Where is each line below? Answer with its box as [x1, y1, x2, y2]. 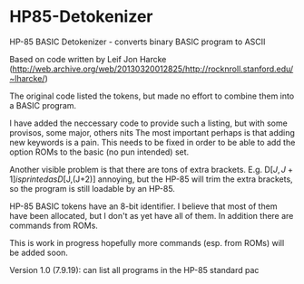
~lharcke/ [9, 72, 45, 83]
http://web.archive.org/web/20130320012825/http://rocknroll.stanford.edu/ [12, 63, 294, 74]
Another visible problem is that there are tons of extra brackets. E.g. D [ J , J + [9, 164, 293, 175]
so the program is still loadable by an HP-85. [9, 183, 175, 194]
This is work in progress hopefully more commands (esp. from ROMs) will [9, 237, 285, 248]
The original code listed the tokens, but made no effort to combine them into [9, 90, 295, 101]
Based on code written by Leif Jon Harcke [9, 53, 167, 64]
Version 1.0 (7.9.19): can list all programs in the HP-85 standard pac [9, 264, 260, 275]
